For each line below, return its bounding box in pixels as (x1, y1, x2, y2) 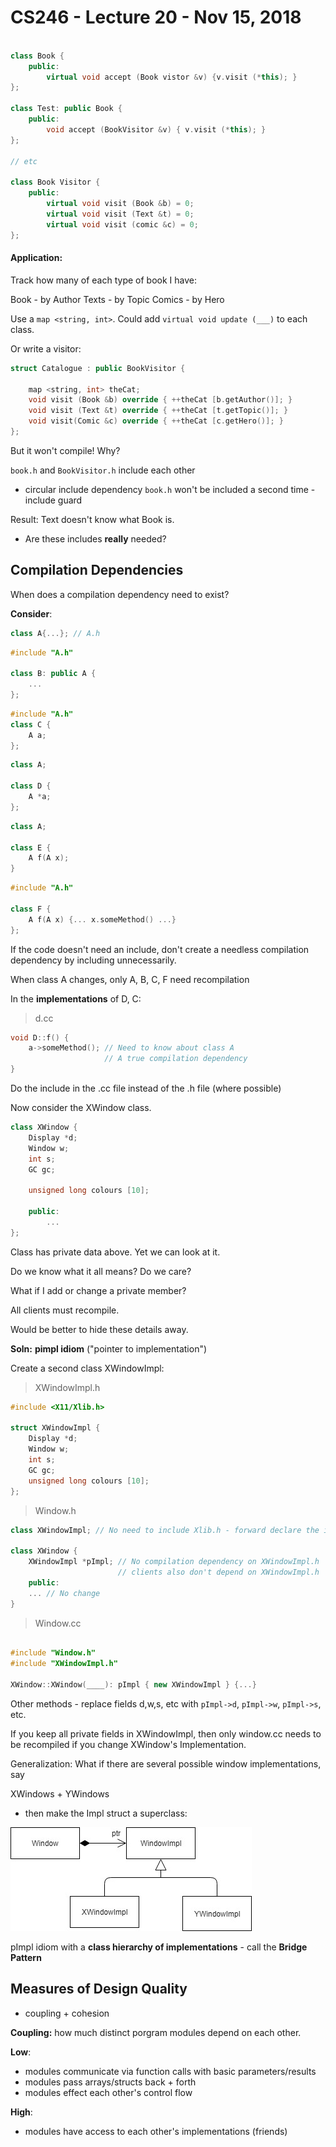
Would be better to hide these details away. (10, 1323, 189, 1335)
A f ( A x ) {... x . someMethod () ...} (28, 914, 177, 925)
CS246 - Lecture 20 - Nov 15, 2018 (10, 6, 302, 29)
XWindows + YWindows (10, 1787, 110, 1800)
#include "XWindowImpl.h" (10, 1659, 118, 1669)
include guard (24, 494, 83, 506)
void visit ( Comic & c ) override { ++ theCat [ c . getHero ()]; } (28, 416, 284, 426)
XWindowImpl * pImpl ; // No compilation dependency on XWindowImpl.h (28, 1557, 320, 1567)
